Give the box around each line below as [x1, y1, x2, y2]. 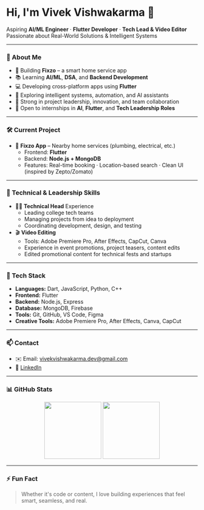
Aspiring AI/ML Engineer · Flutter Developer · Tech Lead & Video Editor [6, 26, 187, 33]
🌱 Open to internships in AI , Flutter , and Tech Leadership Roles [15, 105, 175, 112]
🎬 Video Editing [15, 228, 56, 236]
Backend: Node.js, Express [15, 298, 84, 306]
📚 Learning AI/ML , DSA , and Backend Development [15, 74, 148, 81]
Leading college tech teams [24, 209, 94, 216]
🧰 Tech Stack [6, 271, 46, 279]
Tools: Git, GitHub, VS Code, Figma [15, 311, 104, 318]
